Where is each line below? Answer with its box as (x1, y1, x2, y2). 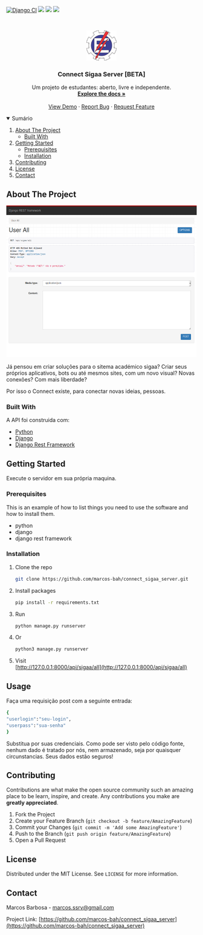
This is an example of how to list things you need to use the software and (6, 503, 188, 511)
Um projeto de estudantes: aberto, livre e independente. (31, 84, 172, 91)
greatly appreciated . (6, 799, 59, 807)
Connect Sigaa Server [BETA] (57, 70, 146, 78)
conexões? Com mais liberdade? (6, 376, 88, 383)
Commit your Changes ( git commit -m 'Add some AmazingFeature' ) (14, 824, 182, 831)
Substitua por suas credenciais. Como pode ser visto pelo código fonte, (6, 739, 185, 747)
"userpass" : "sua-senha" (6, 722, 66, 729)
